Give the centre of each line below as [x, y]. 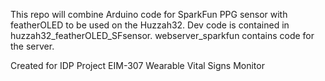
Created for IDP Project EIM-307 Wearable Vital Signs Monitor [137, 65]
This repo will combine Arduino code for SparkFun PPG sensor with [149, 14]
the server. [32, 46]
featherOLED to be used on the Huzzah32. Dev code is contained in [150, 25]
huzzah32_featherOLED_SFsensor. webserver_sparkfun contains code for [162, 35]
